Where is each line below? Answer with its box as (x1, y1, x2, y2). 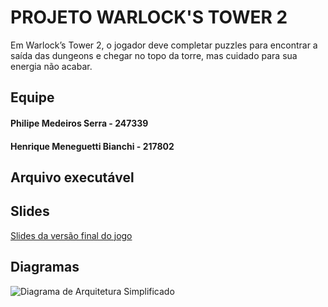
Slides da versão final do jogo (10, 229, 133, 241)
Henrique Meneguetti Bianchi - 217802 (10, 140, 175, 152)
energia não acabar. (10, 60, 93, 72)
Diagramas (10, 259, 80, 276)
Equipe (10, 89, 55, 106)
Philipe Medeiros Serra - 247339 (10, 117, 149, 129)
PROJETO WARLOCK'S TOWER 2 (10, 6, 288, 29)
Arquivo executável (10, 169, 135, 186)
